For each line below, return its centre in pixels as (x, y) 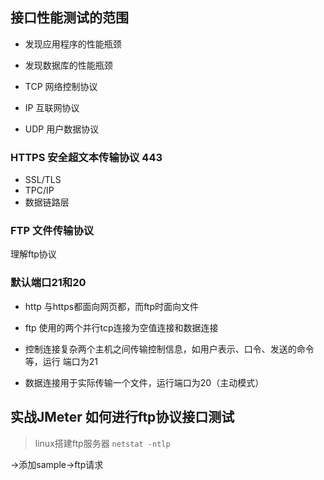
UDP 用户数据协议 (62, 129)
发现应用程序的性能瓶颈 (73, 44)
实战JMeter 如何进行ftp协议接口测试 (122, 417)
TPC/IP (39, 190)
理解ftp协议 (33, 254)
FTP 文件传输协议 (52, 231)
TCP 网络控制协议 (61, 86)
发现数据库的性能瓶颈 (68, 65)
